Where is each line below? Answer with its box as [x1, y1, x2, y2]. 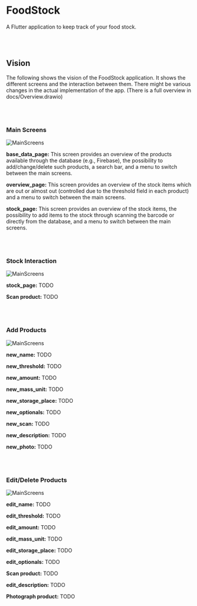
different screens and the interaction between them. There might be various [6, 80, 191, 87]
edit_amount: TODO [6, 523, 56, 531]
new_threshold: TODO [6, 362, 62, 370]
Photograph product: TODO [6, 592, 75, 600]
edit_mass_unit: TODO [6, 535, 63, 542]
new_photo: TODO [6, 443, 53, 450]
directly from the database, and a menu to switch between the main [6, 218, 171, 225]
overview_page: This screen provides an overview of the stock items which [6, 181, 192, 188]
